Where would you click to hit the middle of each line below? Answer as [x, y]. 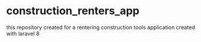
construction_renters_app [73, 11]
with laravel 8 [23, 33]
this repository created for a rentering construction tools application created [101, 27]
